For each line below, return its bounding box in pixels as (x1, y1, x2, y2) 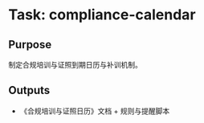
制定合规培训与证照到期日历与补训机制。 (8, 60, 142, 69)
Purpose (8, 38, 52, 51)
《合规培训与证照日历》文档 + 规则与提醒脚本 (19, 106, 170, 116)
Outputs (8, 84, 51, 97)
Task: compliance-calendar (8, 6, 196, 24)
